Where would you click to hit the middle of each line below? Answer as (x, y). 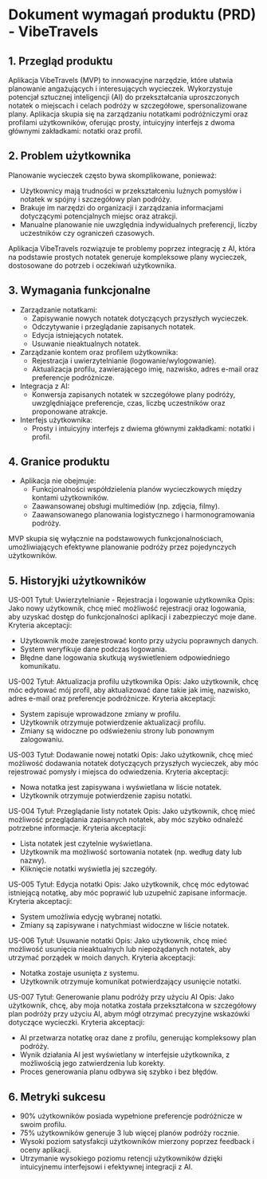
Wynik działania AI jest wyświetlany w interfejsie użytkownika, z (125, 1055)
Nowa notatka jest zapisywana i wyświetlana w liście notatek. (121, 788)
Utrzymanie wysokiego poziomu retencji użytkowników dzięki (121, 1158)
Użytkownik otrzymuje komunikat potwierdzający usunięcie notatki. (130, 981)
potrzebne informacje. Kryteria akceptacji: (77, 828)
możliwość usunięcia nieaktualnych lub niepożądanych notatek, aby (120, 949)
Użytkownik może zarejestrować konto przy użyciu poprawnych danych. (139, 641)
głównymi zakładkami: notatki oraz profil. (76, 131)
